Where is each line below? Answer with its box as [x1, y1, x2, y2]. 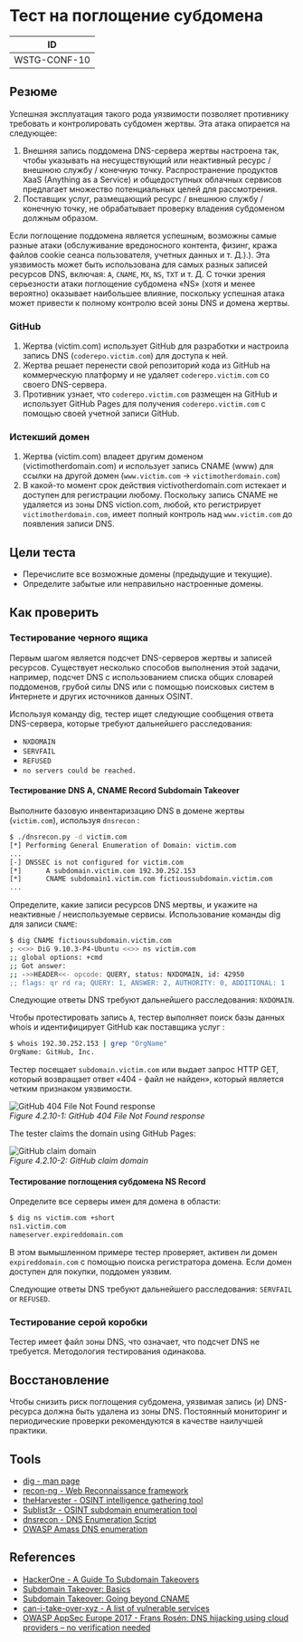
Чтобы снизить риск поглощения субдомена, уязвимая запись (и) [9, 1397, 265, 1407]
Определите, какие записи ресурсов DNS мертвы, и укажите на [9, 899, 258, 910]
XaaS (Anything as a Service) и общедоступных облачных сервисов [22, 174, 282, 185]
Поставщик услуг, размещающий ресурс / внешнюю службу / [22, 193, 264, 204]
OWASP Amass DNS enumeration [22, 1523, 148, 1534]
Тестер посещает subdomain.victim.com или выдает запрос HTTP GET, [9, 1064, 279, 1075]
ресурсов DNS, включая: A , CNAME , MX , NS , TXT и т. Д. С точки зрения [9, 268, 266, 279]
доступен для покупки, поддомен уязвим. [9, 1266, 173, 1277]
